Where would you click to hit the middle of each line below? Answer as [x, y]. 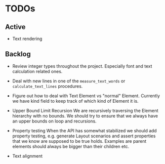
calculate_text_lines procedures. [47, 86]
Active [15, 27]
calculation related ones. [37, 71]
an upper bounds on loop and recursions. [54, 121]
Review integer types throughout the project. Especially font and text [82, 66]
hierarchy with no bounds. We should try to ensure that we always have [85, 116]
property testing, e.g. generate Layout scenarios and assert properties [84, 136]
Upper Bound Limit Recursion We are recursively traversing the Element [85, 110]
